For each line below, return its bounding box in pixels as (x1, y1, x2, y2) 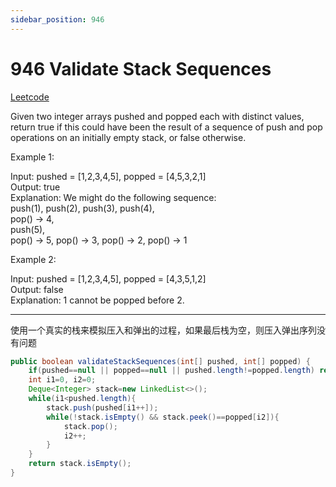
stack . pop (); (63, 421, 118, 431)
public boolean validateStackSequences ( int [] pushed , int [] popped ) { (10, 356, 311, 366)
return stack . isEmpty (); (28, 459, 132, 469)
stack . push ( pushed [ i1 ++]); (46, 402, 159, 413)
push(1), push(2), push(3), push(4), (10, 202, 155, 214)
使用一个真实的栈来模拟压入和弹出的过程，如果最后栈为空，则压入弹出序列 (10, 324, 317, 336)
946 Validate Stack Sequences (10, 57, 272, 80)
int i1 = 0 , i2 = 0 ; (28, 375, 97, 385)
